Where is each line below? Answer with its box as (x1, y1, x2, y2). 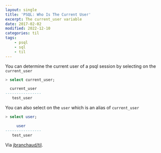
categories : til (5, 31, 39, 36)
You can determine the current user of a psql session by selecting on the (5, 63, 156, 69)
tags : (5, 36, 17, 41)
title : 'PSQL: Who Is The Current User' (5, 12, 92, 17)
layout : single (5, 7, 37, 13)
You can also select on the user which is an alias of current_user (5, 105, 139, 110)
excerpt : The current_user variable (5, 17, 82, 22)
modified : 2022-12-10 (5, 26, 51, 31)
